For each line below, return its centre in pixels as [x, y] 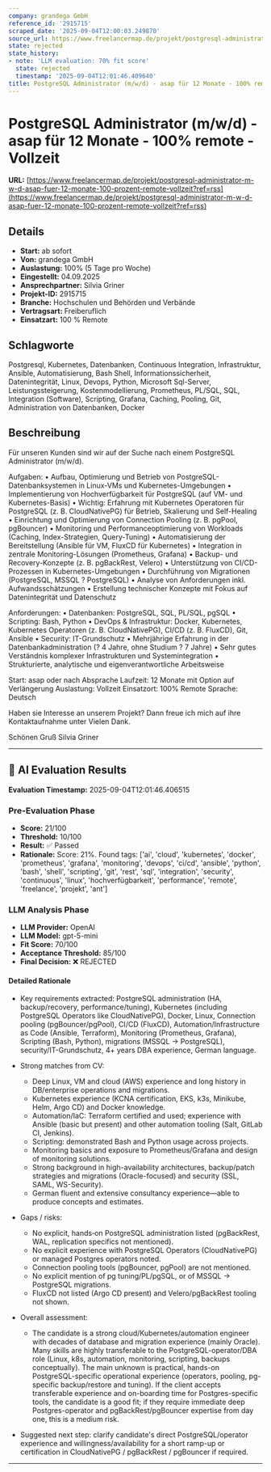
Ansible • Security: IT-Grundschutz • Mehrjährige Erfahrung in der [119, 638]
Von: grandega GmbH [57, 260]
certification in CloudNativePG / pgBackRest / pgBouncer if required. [134, 1452]
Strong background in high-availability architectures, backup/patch [144, 1167]
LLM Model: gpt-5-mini [59, 936]
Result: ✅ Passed [49, 845]
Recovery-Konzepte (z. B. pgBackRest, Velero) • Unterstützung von [121, 562]
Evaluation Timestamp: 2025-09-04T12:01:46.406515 [99, 789]
